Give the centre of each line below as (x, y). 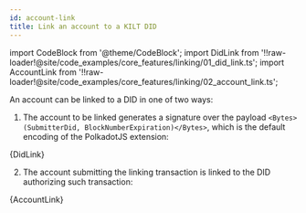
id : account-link (42, 18)
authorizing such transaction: (78, 181)
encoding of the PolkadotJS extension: (95, 136)
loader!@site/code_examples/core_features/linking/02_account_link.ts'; (144, 81)
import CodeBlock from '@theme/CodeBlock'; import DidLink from (134, 52)
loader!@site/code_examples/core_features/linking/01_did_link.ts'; (134, 62)
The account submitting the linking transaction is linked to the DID (147, 172)
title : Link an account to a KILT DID (83, 27)
